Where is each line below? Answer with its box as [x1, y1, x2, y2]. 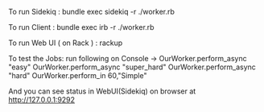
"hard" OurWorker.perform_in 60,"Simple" [8, 71, 147, 80]
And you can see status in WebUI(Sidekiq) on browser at [8, 86, 196, 96]
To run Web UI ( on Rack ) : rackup [8, 38, 123, 48]
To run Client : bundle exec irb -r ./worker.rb [8, 23, 155, 31]
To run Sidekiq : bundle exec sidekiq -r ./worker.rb [8, 7, 175, 16]
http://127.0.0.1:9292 [8, 95, 75, 104]
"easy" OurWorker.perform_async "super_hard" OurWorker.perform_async [8, 62, 256, 72]
